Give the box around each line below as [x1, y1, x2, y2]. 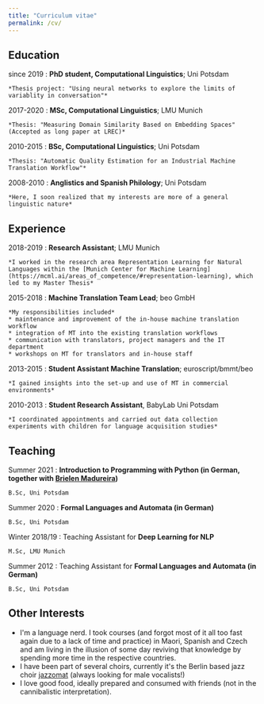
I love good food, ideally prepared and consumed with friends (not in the [19, 678, 257, 687]
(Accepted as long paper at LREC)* [8, 128, 126, 136]
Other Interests [8, 606, 85, 620]
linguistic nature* [8, 200, 73, 209]
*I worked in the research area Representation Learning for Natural [8, 259, 243, 267]
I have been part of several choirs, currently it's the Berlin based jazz [19, 661, 246, 671]
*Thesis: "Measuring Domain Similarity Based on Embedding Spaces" [8, 121, 236, 129]
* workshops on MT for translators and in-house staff [8, 350, 193, 358]
